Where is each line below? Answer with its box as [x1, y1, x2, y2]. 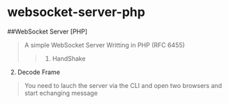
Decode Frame [17, 68, 61, 76]
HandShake [52, 54, 86, 63]
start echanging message [24, 89, 98, 97]
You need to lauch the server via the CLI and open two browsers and [24, 81, 222, 89]
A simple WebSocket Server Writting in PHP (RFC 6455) [24, 40, 185, 49]
